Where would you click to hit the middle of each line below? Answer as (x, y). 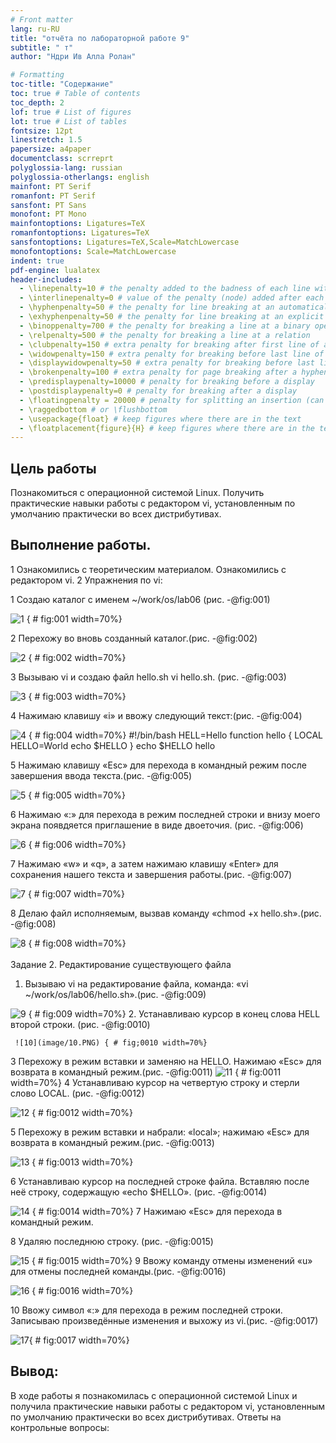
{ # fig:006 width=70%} (77, 844)
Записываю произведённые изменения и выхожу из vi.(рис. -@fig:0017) (164, 1320)
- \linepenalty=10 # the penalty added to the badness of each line (165, 289)
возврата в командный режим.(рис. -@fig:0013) (112, 1142)
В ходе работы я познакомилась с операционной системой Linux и (154, 1395)
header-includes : (46, 279)
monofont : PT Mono (48, 214)
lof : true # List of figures (71, 112)
